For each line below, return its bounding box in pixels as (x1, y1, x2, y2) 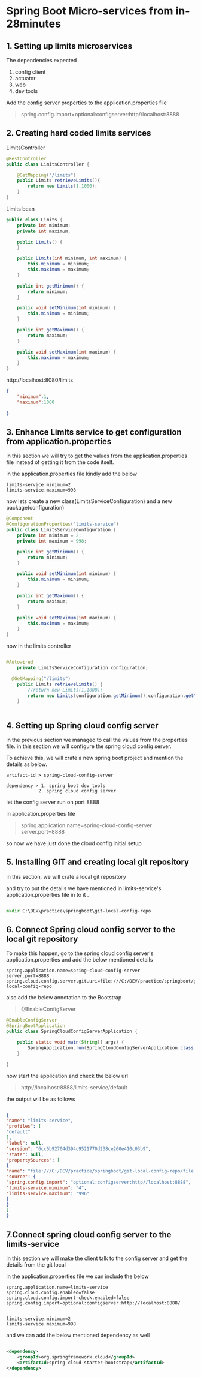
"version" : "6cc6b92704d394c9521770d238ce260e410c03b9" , (6, 1145, 151, 1152)
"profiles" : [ (6, 1124, 42, 1130)
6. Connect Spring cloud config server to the (6, 924, 176, 935)
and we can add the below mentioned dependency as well (6, 1331, 150, 1339)
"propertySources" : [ (6, 1157, 60, 1163)
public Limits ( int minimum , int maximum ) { (17, 255, 127, 262)
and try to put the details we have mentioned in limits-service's (6, 884, 162, 892)
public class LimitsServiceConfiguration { (6, 527, 117, 533)
